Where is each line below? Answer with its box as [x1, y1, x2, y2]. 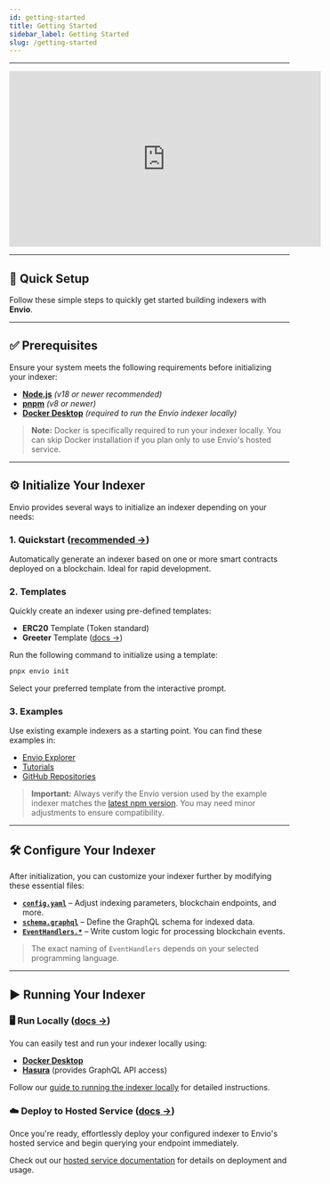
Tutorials [21, 761, 55, 772]
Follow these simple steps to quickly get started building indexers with [9, 295, 267, 306]
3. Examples [9, 705, 64, 718]
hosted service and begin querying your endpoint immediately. [9, 1138, 239, 1148]
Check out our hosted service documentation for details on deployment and [9, 1155, 287, 1166]
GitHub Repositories [21, 771, 96, 782]
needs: [9, 511, 35, 522]
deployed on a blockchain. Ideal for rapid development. [9, 563, 212, 573]
